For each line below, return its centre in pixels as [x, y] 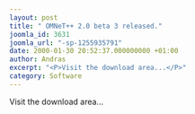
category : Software [46, 76]
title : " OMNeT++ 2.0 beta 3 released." [86, 26]
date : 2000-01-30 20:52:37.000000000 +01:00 [94, 51]
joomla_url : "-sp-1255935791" [66, 43]
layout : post [34, 18]
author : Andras [38, 59]
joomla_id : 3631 [40, 34]
